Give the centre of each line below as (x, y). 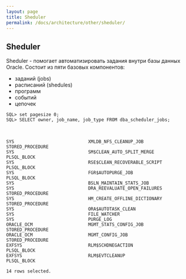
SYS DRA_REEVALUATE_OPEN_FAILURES (84, 188)
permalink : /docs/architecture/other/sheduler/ (66, 23)
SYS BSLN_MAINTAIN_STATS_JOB (78, 183)
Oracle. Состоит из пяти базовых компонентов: (66, 67)
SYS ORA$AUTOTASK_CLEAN (71, 209)
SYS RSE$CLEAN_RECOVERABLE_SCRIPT (84, 163)
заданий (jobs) (33, 79)
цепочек (25, 104)
